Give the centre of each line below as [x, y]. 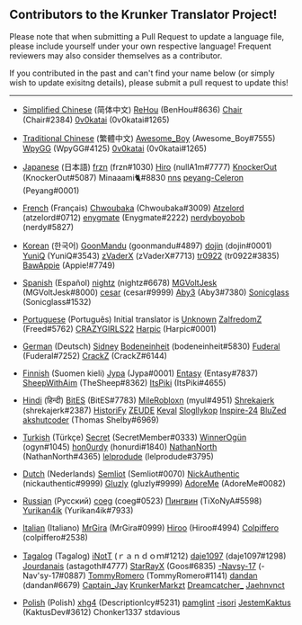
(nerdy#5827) [48, 227]
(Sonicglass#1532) [57, 301]
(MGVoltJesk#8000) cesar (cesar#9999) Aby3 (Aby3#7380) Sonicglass [155, 292]
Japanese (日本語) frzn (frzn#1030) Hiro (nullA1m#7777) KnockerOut [149, 166]
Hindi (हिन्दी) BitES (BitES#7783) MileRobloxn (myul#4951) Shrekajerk [148, 400]
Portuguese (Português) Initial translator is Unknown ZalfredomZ [142, 319]
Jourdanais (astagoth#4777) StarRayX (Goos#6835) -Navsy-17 [139, 566]
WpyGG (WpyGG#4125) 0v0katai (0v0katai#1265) [115, 148]
